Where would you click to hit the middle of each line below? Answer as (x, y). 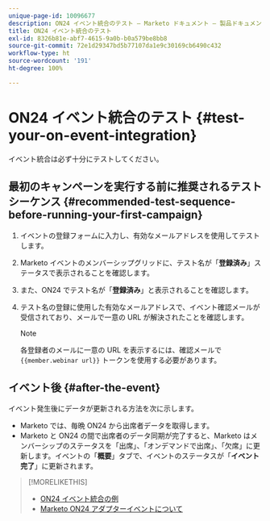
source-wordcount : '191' (50, 61)
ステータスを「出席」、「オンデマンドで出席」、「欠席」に (162, 446)
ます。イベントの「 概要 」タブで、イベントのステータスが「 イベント (147, 456)
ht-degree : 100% (35, 69)
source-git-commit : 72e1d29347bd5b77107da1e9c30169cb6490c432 (115, 46)
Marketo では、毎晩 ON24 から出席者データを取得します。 (117, 426)
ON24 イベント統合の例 (79, 499)
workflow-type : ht (39, 53)
